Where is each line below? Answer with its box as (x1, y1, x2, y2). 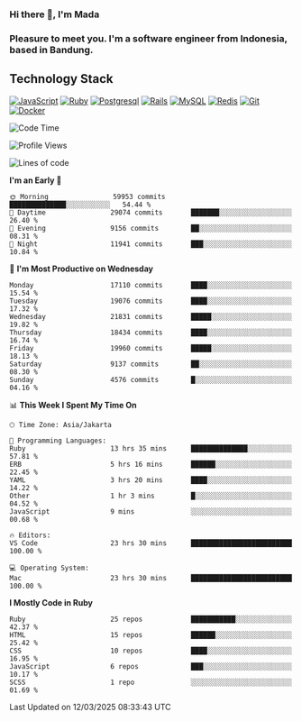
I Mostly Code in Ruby (9, 597, 93, 607)
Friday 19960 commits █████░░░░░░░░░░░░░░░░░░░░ (9, 343, 293, 352)
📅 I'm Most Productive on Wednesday (9, 263, 153, 274)
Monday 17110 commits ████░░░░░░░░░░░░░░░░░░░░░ (9, 280, 293, 289)
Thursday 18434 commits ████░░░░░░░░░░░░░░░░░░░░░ (9, 328, 293, 337)
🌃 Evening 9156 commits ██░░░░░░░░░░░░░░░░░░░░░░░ (9, 224, 293, 233)
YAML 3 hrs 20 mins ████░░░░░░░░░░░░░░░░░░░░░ (9, 475, 293, 485)
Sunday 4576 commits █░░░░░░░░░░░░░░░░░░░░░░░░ (9, 375, 293, 384)
